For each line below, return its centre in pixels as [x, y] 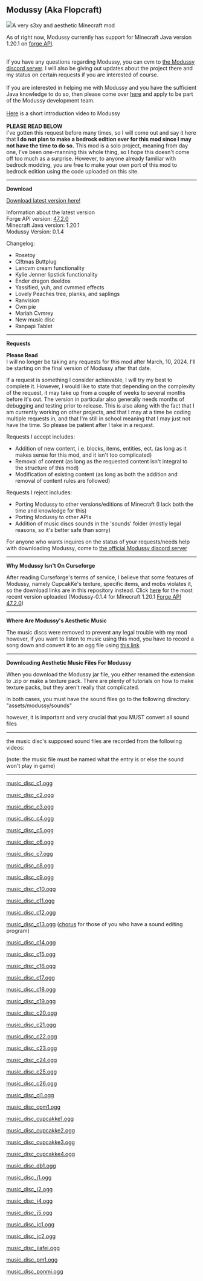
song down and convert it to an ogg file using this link [73, 645]
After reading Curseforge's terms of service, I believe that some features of [100, 577]
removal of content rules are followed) [63, 480]
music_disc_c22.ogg [32, 1036]
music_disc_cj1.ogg [30, 1095]
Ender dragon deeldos [43, 281]
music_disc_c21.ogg [31, 1024]
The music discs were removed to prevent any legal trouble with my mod [97, 632]
